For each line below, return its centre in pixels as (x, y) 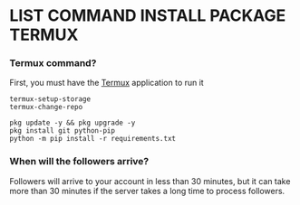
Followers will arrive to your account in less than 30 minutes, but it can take (150, 181)
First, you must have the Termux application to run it (106, 83)
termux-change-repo (46, 107)
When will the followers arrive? (79, 162)
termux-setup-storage (50, 99)
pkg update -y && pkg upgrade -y (73, 123)
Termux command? (53, 63)
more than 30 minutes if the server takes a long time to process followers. (147, 191)
